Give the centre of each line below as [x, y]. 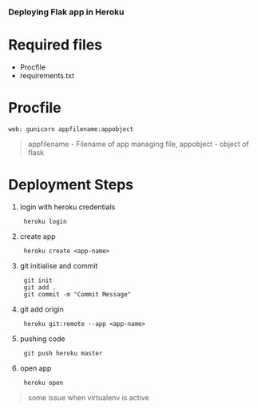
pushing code [42, 339]
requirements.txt [47, 75]
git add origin [42, 309]
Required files [55, 45]
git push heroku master [63, 353]
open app [36, 368]
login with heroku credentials [67, 207]
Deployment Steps [71, 184]
